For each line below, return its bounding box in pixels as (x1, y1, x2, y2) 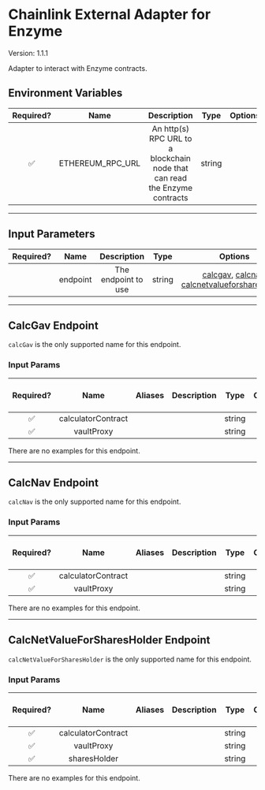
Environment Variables (8, 87, 123, 100)
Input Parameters (8, 227, 95, 241)
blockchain (150, 152, 192, 163)
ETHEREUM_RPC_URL (58, 158, 140, 169)
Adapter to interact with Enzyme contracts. (8, 63, 147, 73)
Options (219, 251, 250, 262)
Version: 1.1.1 (8, 48, 49, 58)
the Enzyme (148, 182, 193, 193)
